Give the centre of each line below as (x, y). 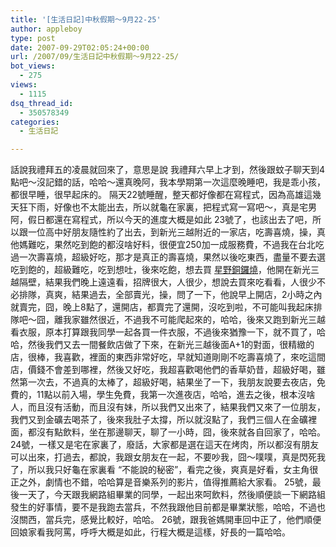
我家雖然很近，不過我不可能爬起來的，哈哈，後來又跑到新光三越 (194, 320)
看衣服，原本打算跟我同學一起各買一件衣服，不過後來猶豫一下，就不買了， (163, 332)
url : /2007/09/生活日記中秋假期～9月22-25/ (95, 57)
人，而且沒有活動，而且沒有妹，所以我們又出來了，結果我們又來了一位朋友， (168, 407)
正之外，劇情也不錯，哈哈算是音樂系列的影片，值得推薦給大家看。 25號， (161, 482)
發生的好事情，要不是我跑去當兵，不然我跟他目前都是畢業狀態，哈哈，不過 (163, 507)
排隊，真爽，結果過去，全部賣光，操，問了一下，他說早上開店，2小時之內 (170, 295)
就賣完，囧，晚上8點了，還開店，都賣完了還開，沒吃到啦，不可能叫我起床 (162, 307)
